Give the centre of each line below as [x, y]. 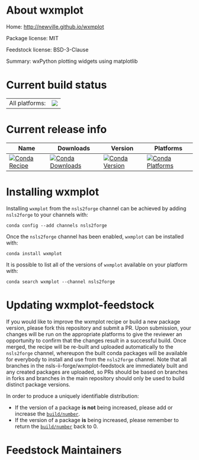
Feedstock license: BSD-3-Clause [47, 49]
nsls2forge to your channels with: [47, 214]
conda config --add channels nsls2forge [57, 226]
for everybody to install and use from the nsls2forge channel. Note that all [97, 359]
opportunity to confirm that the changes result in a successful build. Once [96, 340]
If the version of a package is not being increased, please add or [94, 407]
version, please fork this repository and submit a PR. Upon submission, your [99, 328]
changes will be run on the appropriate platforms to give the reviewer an [94, 334]
